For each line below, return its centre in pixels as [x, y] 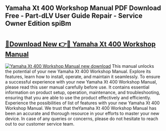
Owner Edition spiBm [38, 23]
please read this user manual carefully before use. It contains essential [77, 87]
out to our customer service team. [40, 124]
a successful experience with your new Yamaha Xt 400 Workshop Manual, [81, 82]
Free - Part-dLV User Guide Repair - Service [74, 16]
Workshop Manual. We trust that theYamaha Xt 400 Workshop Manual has [81, 108]
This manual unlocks [133, 66]
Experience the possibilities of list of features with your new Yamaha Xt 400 [83, 103]
